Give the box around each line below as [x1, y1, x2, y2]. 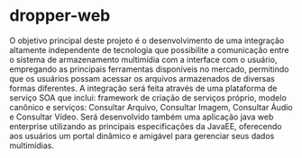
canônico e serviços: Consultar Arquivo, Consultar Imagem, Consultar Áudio [9, 101, 293, 112]
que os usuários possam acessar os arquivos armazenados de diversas [9, 73, 275, 83]
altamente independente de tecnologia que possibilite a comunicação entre [9, 44, 289, 55]
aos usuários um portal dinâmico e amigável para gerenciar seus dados [9, 130, 275, 141]
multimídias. [9, 140, 55, 151]
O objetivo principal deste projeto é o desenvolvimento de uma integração [9, 35, 285, 46]
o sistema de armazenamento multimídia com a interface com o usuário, [9, 54, 278, 65]
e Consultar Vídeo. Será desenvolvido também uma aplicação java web [9, 111, 274, 122]
